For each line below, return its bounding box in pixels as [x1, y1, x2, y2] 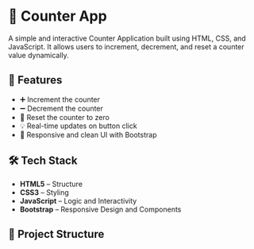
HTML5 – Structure [19, 179, 83, 189]
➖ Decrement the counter [19, 103, 103, 113]
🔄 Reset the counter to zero [19, 112, 110, 122]
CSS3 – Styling [19, 187, 69, 197]
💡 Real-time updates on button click [19, 121, 137, 130]
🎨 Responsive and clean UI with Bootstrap [19, 130, 157, 139]
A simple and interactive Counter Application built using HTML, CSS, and [8, 33, 246, 43]
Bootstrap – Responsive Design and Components [19, 204, 182, 214]
